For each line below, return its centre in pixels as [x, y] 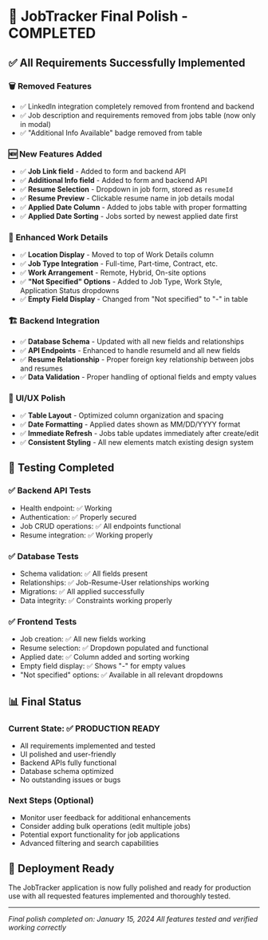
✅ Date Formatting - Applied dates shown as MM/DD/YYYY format [130, 424]
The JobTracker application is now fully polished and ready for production [130, 888]
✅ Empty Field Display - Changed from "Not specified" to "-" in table [134, 299]
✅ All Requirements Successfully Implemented [127, 63]
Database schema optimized [67, 771]
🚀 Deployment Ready [61, 869]
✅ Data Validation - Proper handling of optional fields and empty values [138, 377]
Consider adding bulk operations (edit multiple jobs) [105, 827]
